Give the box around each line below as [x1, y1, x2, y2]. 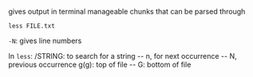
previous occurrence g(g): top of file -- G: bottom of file [8, 60, 192, 69]
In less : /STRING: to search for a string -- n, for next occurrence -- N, [8, 52, 237, 60]
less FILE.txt [8, 22, 56, 30]
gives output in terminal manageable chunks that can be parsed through [8, 7, 246, 16]
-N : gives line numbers [8, 36, 82, 45]
